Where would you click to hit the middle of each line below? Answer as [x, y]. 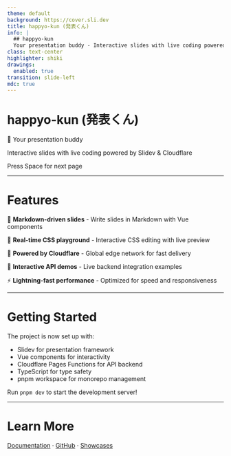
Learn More [41, 426]
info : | [18, 33]
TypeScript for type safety [54, 371]
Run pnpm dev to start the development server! [72, 392]
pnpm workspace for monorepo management [81, 379]
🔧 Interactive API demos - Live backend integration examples [95, 267]
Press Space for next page [45, 166]
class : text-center [35, 52]
